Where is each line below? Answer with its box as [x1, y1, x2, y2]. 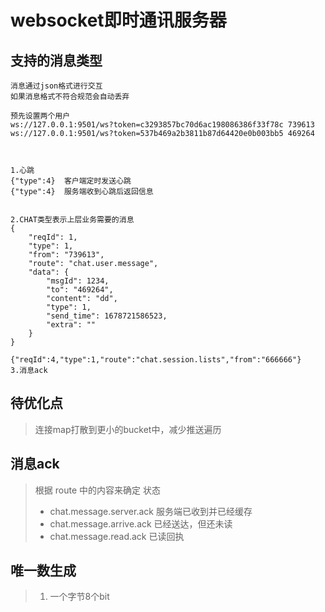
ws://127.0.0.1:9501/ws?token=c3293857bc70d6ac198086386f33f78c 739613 [10, 120, 315, 130]
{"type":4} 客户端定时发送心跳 [10, 176, 132, 186]
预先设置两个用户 [10, 111, 71, 121]
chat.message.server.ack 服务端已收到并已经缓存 [49, 505, 253, 517]
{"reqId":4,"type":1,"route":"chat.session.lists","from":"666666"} [10, 355, 302, 365]
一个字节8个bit [49, 591, 110, 603]
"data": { [28, 267, 70, 277]
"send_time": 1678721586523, [46, 311, 168, 321]
